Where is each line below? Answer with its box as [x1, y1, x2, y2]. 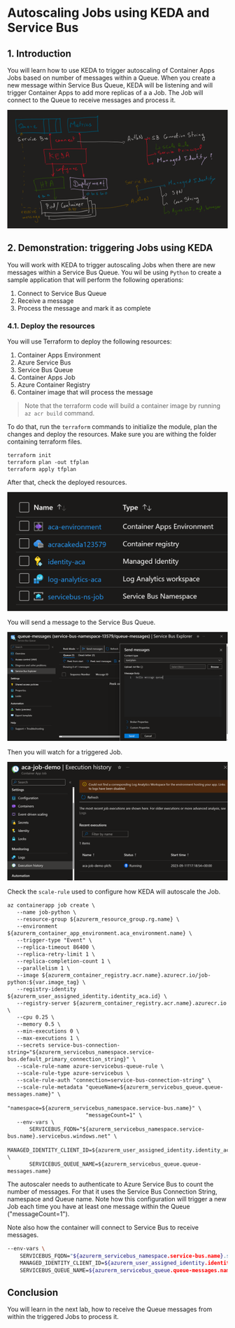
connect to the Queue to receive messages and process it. [7, 96, 176, 104]
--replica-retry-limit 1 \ [16, 950, 96, 958]
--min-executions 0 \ [16, 1027, 80, 1035]
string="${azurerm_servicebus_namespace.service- [7, 1048, 155, 1056]
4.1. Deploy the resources [7, 321, 96, 331]
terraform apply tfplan [7, 465, 77, 473]
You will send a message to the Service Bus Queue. [7, 618, 156, 626]
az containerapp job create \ [7, 901, 96, 909]
